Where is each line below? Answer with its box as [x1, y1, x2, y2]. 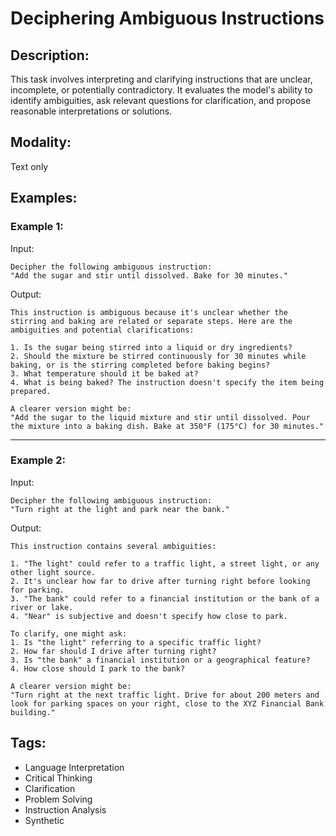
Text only [10, 160, 49, 172]
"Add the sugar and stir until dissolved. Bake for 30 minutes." [10, 270, 288, 281]
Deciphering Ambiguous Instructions [10, 7, 325, 30]
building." [10, 707, 56, 717]
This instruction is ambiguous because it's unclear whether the [10, 307, 288, 317]
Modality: [10, 134, 72, 151]
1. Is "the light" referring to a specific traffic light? [10, 637, 262, 647]
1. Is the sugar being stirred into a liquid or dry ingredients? [10, 342, 293, 352]
